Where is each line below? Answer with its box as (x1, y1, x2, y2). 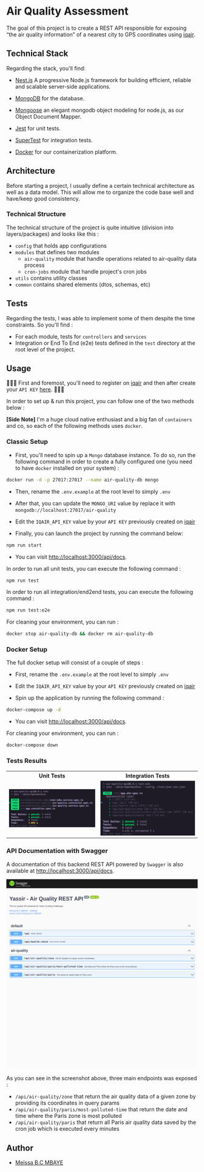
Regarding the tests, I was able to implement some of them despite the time (6, 314, 195, 322)
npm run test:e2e (6, 607, 50, 613)
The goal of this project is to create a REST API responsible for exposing (6, 24, 187, 32)
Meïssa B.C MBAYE (15, 1159, 64, 1166)
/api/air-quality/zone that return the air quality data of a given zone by (15, 1093, 196, 1100)
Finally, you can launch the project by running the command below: (15, 529, 183, 537)
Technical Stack (6, 49, 69, 59)
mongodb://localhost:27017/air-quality (15, 507, 117, 513)
